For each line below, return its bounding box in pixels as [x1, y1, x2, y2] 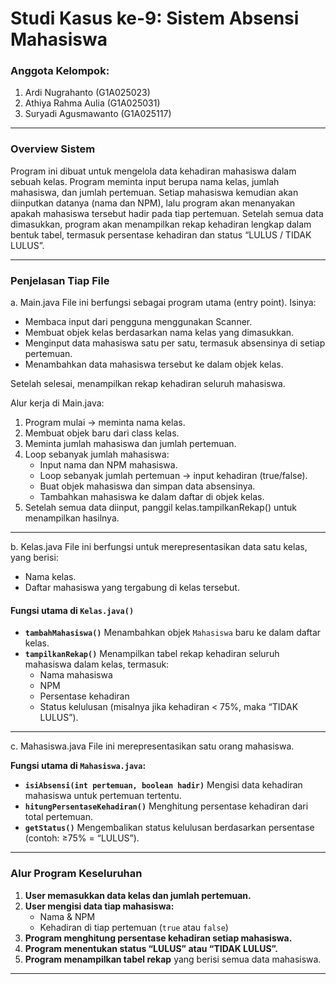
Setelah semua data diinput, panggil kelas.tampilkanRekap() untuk [24, 502, 298, 514]
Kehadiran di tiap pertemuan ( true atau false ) [39, 921, 229, 933]
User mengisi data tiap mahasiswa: [24, 900, 175, 912]
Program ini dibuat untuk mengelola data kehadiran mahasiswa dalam [10, 165, 297, 177]
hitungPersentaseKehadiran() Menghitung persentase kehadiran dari [24, 800, 309, 812]
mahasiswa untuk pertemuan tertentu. [24, 790, 182, 802]
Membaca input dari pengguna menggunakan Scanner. [24, 316, 253, 328]
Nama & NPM [39, 910, 96, 922]
